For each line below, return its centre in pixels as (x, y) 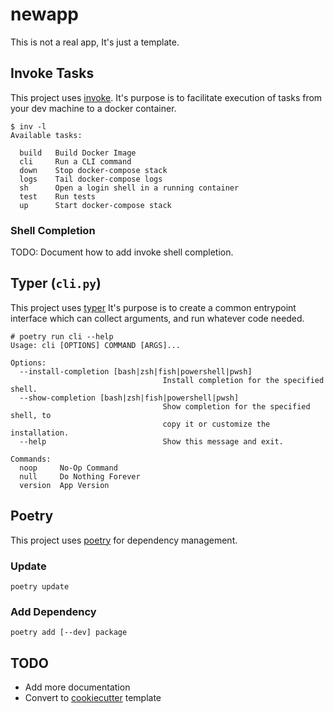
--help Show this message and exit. (151, 441)
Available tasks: (46, 135)
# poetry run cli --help (62, 336)
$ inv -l (28, 126)
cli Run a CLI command (75, 161)
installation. (40, 433)
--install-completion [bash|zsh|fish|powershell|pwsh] (136, 371)
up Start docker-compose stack (95, 205)
